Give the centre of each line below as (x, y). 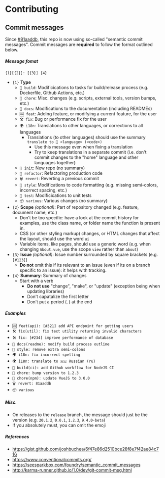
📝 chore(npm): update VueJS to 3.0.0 (51, 378)
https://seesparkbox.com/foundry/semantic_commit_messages (76, 465)
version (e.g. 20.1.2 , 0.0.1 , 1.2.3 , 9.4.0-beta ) (59, 420)
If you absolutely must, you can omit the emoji (59, 425)
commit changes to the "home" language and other (86, 157)
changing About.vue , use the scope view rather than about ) (79, 249)
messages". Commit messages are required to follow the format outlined (79, 45)
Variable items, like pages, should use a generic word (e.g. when (85, 244)
